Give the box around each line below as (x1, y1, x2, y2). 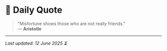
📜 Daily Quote (5, 4, 63, 16)
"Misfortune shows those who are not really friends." (17, 21, 126, 26)
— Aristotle (17, 25, 42, 31)
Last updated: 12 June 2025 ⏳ (5, 40, 67, 46)
